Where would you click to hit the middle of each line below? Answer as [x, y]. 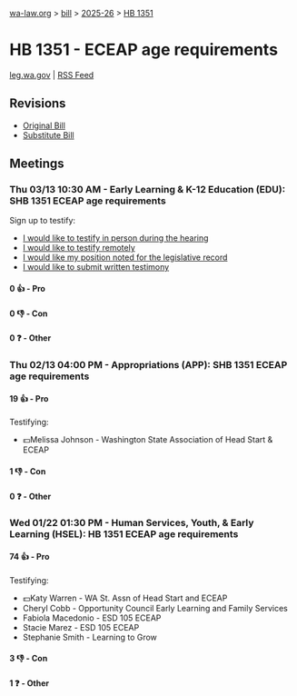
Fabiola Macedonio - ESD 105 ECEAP [92, 618]
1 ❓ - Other [30, 683]
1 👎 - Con [28, 471]
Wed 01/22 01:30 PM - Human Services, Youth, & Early [132, 523]
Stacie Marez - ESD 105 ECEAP [81, 627]
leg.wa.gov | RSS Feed [52, 75]
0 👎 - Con [29, 313]
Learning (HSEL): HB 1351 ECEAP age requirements [124, 534]
